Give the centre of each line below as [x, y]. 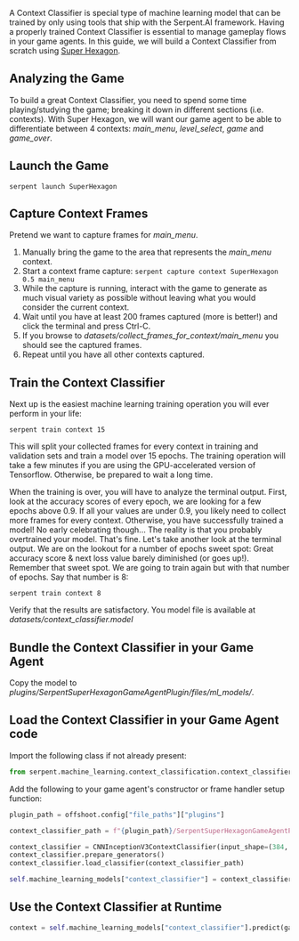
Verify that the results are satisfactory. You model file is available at [133, 610]
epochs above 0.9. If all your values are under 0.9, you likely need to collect [148, 511]
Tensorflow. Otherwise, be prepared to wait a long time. [111, 475]
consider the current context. [76, 307]
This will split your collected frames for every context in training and [134, 446]
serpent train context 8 [55, 594]
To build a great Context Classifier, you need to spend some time [128, 100]
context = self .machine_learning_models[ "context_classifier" [127, 928]
